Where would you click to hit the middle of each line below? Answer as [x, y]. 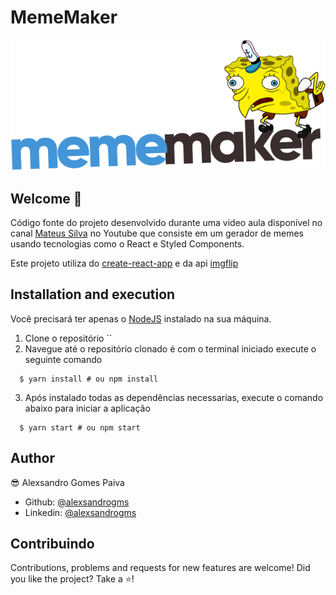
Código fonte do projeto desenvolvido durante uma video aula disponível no [166, 222]
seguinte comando [63, 359]
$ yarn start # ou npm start [80, 427]
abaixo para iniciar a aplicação [87, 408]
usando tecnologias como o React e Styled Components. [127, 243]
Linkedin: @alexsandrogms [80, 512]
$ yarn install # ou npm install [89, 379]
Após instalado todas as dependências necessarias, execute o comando [174, 397]
